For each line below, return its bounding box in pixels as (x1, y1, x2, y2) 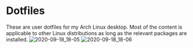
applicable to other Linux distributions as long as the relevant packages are (6, 29, 187, 36)
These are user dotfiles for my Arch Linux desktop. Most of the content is (6, 23, 182, 30)
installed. (6, 36, 28, 43)
